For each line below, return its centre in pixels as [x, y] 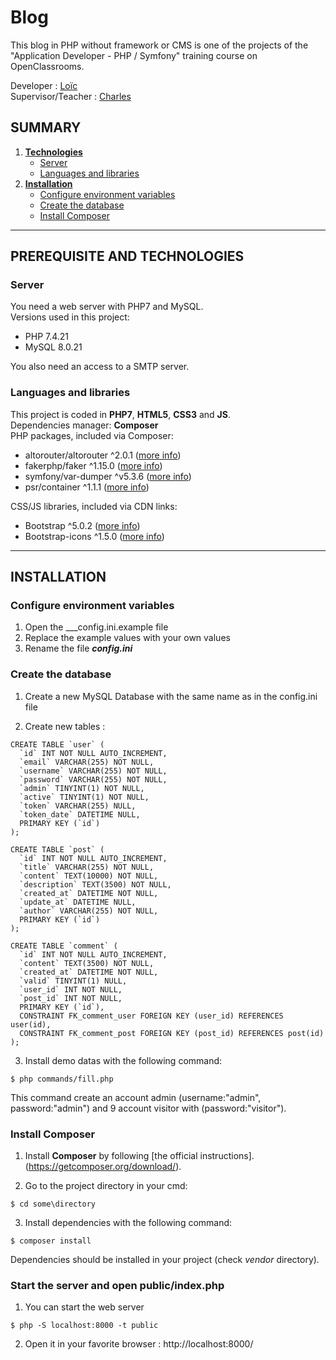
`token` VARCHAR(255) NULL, [78, 806]
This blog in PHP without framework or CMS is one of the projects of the [159, 45]
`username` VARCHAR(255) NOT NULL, [93, 771]
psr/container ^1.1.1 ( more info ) [87, 487]
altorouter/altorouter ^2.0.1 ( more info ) [103, 455]
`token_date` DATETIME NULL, [80, 814]
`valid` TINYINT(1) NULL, [73, 981]
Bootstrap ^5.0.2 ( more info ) [82, 525]
